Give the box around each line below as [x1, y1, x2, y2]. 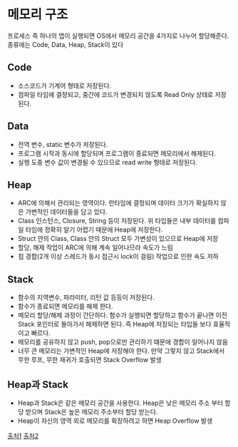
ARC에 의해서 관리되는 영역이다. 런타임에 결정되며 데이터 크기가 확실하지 [17, 199, 219, 207]
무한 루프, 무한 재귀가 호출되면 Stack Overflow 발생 [17, 356, 162, 364]
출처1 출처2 [7, 432, 39, 440]
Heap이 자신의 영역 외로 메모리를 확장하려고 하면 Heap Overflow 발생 [17, 416, 213, 425]
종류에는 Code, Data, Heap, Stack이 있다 [7, 40, 124, 48]
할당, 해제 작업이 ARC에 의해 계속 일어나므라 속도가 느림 [17, 243, 173, 252]
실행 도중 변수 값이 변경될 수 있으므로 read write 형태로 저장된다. [17, 158, 198, 166]
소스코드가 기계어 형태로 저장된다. [17, 81, 112, 90]
